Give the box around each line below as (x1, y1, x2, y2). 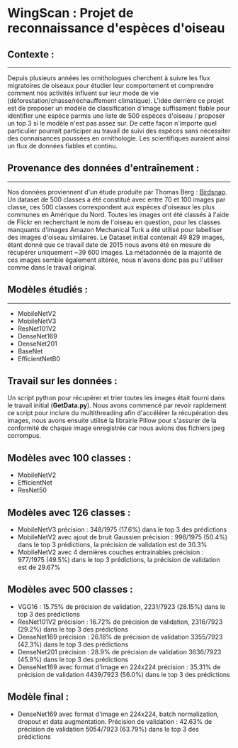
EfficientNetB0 (17, 354, 61, 363)
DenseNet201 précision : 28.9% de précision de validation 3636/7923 (17, 647, 222, 656)
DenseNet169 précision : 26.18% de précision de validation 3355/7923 (17, 632, 223, 641)
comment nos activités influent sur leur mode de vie (7, 89, 159, 97)
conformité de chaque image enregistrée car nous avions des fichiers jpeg (7, 424, 225, 432)
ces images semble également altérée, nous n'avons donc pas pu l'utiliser (7, 255, 224, 264)
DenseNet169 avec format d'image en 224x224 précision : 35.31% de (17, 662, 221, 671)
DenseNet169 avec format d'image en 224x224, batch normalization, (17, 710, 220, 718)
